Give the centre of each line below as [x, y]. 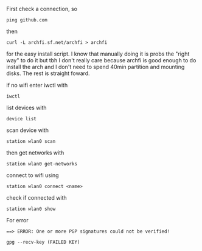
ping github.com [27, 20]
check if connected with [37, 198]
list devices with [26, 107]
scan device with [28, 130]
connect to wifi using [33, 175]
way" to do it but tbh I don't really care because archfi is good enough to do [101, 60]
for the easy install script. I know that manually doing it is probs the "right [98, 54]
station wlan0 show [31, 209]
